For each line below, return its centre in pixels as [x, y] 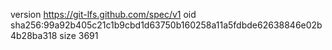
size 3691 [79, 35]
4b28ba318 [34, 35]
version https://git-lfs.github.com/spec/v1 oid [103, 14]
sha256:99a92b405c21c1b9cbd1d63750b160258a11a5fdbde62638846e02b [166, 25]
